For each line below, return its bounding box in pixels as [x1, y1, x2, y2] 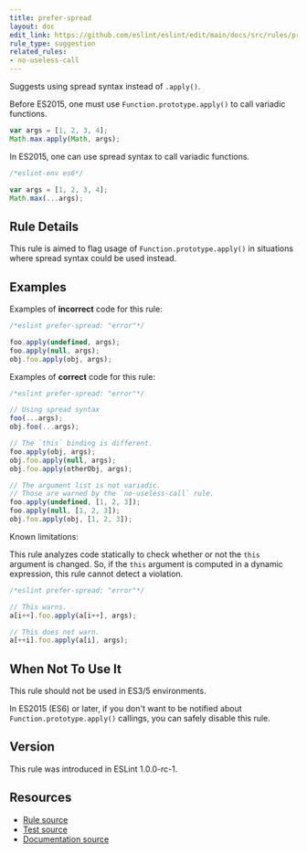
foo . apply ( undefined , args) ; [9, 337, 121, 347]
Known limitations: [9, 531, 79, 542]
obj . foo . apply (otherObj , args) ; [9, 464, 132, 473]
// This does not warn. [9, 627, 101, 637]
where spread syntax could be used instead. [9, 253, 177, 264]
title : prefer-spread [9, 13, 92, 23]
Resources [9, 790, 72, 806]
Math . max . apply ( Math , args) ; [9, 134, 121, 143]
